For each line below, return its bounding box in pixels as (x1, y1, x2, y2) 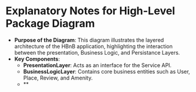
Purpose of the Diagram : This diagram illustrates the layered (14, 36, 164, 43)
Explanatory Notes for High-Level (5, 4, 176, 18)
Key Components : (14, 55, 60, 62)
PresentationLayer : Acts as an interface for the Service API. (23, 61, 171, 69)
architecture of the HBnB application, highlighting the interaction (14, 43, 173, 50)
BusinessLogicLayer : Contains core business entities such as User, (23, 68, 191, 75)
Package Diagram (5, 17, 95, 30)
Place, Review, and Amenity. (23, 74, 93, 81)
